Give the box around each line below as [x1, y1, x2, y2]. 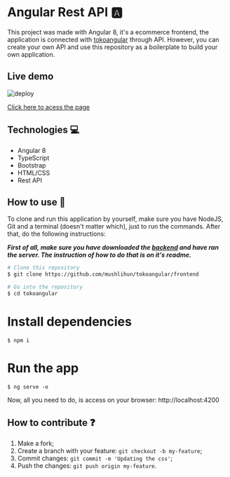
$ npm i [7, 337, 30, 344]
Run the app [7, 361, 79, 376]
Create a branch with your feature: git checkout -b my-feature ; [17, 446, 203, 455]
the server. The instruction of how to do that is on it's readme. [7, 250, 191, 260]
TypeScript [17, 154, 50, 162]
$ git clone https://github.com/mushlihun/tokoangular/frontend [7, 271, 199, 278]
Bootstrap [17, 161, 46, 169]
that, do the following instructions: [7, 229, 107, 238]
